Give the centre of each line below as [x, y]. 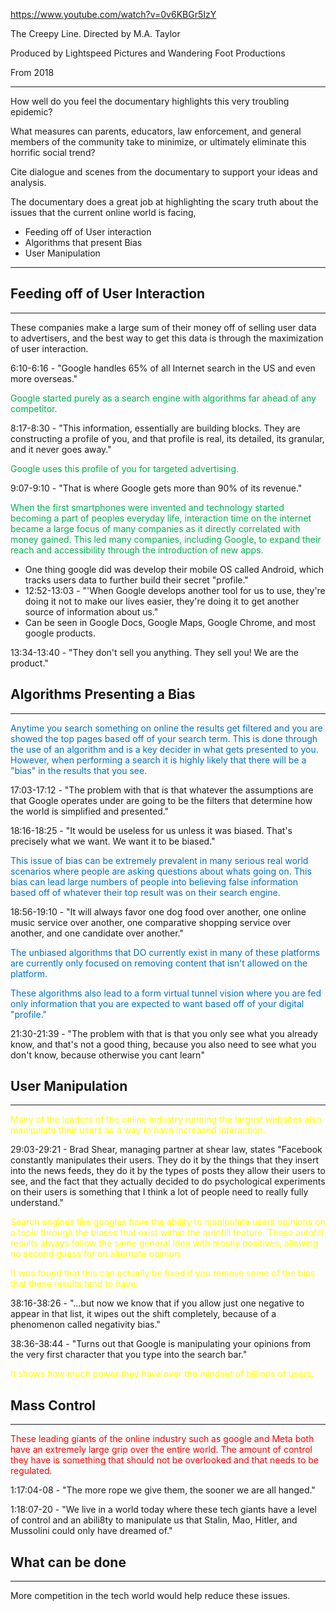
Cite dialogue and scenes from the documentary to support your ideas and [164, 172]
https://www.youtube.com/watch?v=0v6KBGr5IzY [113, 14]
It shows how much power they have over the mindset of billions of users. [162, 1374]
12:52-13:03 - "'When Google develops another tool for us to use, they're [175, 590]
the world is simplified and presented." [90, 811]
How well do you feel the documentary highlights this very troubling [150, 101]
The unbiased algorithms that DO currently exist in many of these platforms [165, 952]
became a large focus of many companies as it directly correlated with [155, 528]
